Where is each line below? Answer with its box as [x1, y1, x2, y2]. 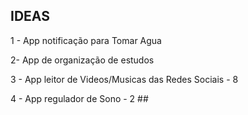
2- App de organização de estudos [10, 54, 155, 66]
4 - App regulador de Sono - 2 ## [10, 92, 149, 104]
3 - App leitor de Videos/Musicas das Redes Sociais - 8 [10, 73, 239, 85]
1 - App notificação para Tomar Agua [10, 34, 162, 46]
